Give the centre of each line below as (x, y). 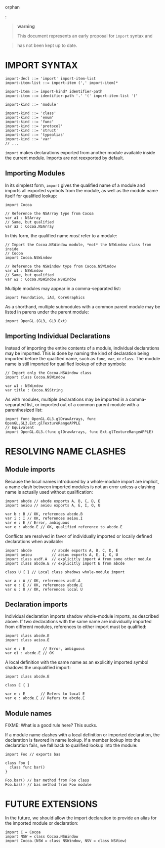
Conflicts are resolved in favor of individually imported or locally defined (79, 536)
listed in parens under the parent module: (47, 312)
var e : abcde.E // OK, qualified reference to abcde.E (64, 527)
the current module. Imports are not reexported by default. (65, 158)
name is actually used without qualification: (49, 492)
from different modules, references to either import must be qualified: (76, 627)
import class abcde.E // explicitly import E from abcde (65, 563)
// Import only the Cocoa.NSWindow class (48, 373)
